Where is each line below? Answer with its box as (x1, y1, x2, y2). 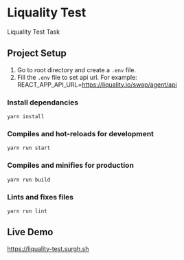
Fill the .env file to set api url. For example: (16, 73, 137, 81)
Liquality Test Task (7, 28, 60, 36)
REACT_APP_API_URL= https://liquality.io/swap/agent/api (16, 80, 177, 89)
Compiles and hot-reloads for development (7, 129, 154, 138)
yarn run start (7, 144, 51, 152)
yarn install (7, 113, 45, 120)
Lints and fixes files (7, 192, 74, 202)
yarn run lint (7, 208, 48, 215)
